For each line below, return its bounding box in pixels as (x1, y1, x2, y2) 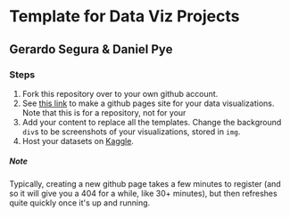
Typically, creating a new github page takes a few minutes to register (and (9, 178, 281, 189)
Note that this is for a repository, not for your (21, 107, 186, 117)
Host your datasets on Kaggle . (21, 135, 134, 146)
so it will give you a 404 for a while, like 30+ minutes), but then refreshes (9, 188, 278, 198)
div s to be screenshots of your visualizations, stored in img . (21, 126, 241, 137)
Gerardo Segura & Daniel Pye (9, 42, 173, 57)
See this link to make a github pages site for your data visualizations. (21, 98, 275, 108)
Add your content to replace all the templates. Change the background (21, 117, 282, 127)
